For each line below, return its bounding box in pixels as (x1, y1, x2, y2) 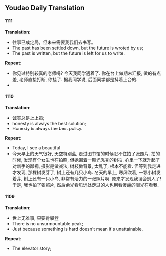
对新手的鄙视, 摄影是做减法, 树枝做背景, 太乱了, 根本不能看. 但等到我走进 (12, 163, 161, 169)
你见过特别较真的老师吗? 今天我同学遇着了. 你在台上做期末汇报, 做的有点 (12, 70, 161, 76)
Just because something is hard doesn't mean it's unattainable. (12, 226, 143, 232)
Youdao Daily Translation (5, 4, 85, 12)
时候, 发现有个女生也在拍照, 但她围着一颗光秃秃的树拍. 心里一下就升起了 (12, 157, 160, 163)
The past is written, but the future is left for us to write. (12, 50, 125, 56)
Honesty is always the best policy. (12, 126, 83, 131)
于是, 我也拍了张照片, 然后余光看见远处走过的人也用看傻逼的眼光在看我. (12, 182, 159, 188)
